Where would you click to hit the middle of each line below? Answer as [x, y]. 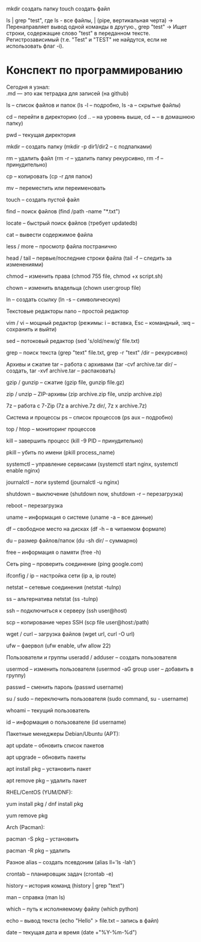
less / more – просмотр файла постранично [61, 246]
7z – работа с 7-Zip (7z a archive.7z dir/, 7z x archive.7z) [76, 406]
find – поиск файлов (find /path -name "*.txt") [63, 211]
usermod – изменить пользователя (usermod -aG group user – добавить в [100, 669]
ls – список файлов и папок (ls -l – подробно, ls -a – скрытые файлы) [94, 105]
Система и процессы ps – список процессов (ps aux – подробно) [90, 417]
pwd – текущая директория [41, 134]
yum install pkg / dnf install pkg [45, 803]
